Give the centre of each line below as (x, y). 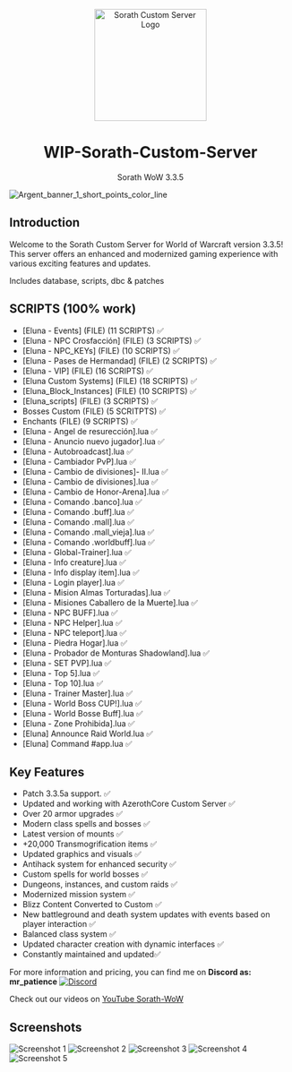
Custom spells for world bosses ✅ (85, 874)
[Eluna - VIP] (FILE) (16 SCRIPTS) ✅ (88, 371)
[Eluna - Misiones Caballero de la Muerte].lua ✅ (110, 602)
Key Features (47, 772)
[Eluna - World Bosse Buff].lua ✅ (82, 713)
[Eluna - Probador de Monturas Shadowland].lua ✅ (116, 653)
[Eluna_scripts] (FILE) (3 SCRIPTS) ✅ (90, 401)
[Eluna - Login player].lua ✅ (73, 582)
